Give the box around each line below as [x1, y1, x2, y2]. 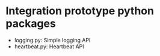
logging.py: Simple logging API [14, 36, 91, 43]
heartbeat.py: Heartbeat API [14, 43, 85, 50]
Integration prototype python [5, 4, 155, 18]
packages [5, 17, 57, 30]
